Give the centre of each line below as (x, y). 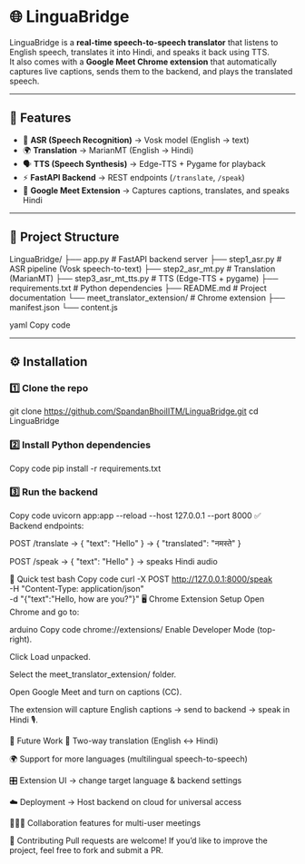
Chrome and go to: (44, 612)
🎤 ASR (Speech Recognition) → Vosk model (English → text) (136, 140)
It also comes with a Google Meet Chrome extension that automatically (143, 62)
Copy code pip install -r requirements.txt (85, 468)
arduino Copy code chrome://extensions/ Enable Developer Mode (133, 629)
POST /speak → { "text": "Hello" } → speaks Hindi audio (113, 561)
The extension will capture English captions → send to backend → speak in (150, 709)
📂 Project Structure (64, 237)
